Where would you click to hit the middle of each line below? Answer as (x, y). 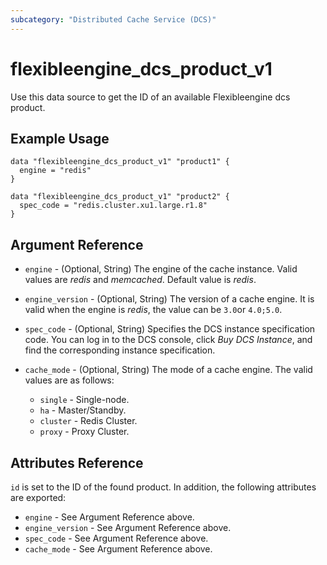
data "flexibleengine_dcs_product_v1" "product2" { (120, 197)
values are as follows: (69, 380)
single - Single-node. (84, 400)
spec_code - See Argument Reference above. (116, 538)
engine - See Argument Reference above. (109, 517)
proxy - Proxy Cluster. (84, 432)
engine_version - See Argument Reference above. (128, 527)
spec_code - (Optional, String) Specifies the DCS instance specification (170, 329)
